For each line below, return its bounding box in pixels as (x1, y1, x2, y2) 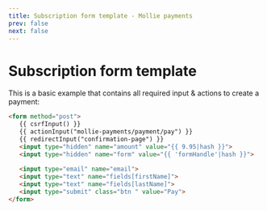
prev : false (8, 19, 48, 27)
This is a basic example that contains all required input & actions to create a (8, 88, 260, 98)
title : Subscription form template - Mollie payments (8, 11, 194, 20)
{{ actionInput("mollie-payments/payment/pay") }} (19, 128, 194, 136)
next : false (8, 27, 48, 35)
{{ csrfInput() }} (19, 120, 81, 129)
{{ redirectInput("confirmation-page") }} (19, 135, 164, 143)
